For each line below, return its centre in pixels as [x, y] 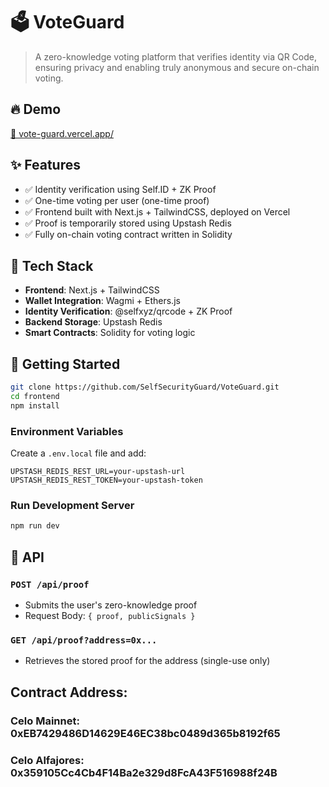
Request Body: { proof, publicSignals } [110, 615]
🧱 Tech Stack [52, 265]
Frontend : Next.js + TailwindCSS [92, 290]
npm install [35, 405]
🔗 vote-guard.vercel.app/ [62, 133]
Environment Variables [67, 431]
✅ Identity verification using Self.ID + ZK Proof [120, 189]
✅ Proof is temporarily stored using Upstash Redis [128, 223]
